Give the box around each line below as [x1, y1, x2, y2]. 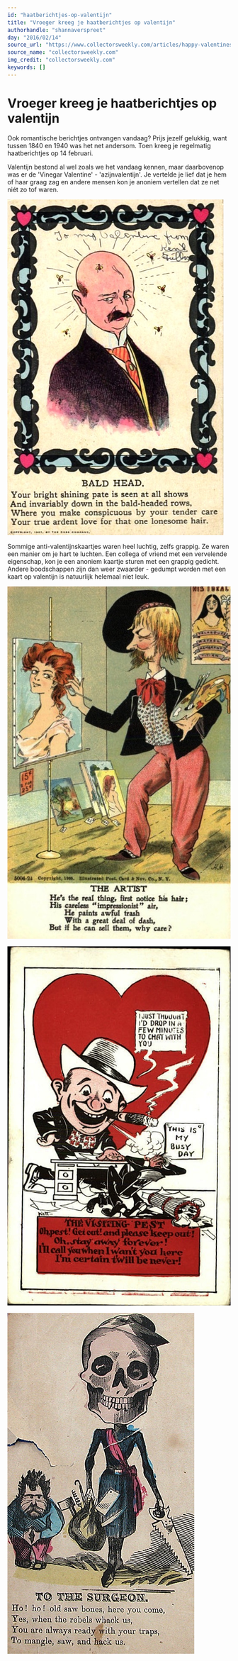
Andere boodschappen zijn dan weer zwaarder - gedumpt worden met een [7, 565, 227, 573]
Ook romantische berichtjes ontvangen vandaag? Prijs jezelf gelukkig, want [7, 133, 227, 142]
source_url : [7, 41, 42, 49]
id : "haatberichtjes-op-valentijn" [7, 11, 113, 18]
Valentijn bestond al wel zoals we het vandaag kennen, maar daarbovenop [7, 162, 225, 171]
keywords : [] [7, 64, 46, 71]
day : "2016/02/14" [7, 34, 62, 41]
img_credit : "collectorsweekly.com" [7, 57, 115, 64]
